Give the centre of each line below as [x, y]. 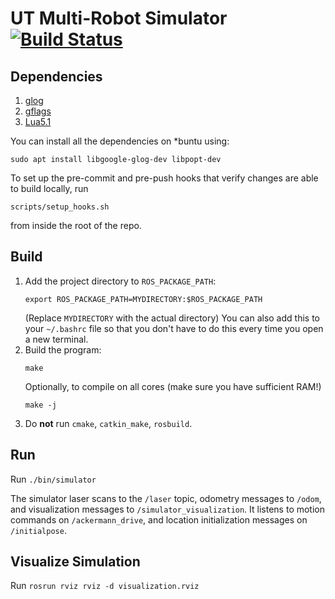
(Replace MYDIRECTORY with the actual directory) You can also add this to [172, 318]
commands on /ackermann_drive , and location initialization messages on [159, 519]
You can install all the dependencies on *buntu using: [120, 141]
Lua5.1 [38, 121]
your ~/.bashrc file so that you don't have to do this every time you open [174, 328]
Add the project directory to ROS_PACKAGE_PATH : [120, 281]
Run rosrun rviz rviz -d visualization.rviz [105, 586]
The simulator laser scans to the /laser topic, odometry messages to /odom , [166, 498]
